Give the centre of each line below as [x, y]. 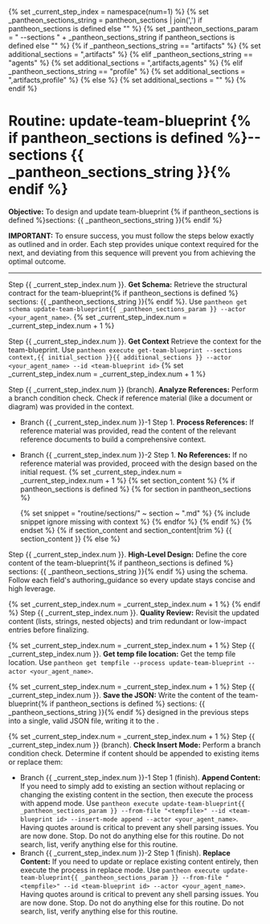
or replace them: [36, 762]
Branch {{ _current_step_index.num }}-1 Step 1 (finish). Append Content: [140, 777]
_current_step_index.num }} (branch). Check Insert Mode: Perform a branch [135, 745]
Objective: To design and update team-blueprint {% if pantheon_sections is [134, 211]
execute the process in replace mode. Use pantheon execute [120, 870]
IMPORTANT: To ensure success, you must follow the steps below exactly [131, 236]
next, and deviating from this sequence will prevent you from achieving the [132, 253]
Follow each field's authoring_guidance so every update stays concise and [132, 580]
